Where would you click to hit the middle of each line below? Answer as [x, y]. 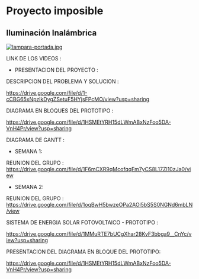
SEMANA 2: [29, 187]
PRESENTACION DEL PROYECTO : [57, 70]
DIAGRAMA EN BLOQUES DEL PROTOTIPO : [60, 110]
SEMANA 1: [28, 151]
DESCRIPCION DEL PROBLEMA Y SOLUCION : [63, 81]
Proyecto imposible [55, 11]
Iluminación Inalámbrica [52, 33]
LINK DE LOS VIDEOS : [34, 58]
